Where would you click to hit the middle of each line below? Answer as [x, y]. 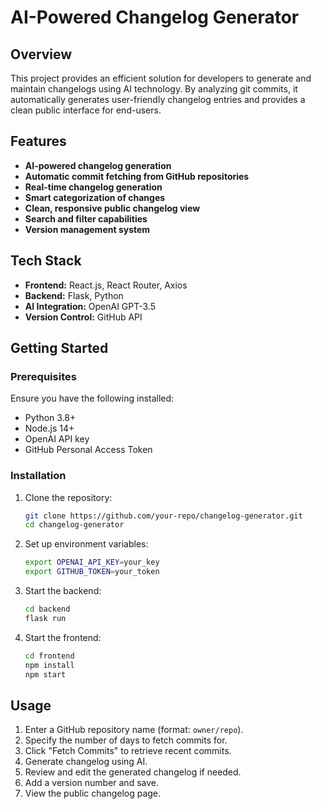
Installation [38, 476]
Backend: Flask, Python [74, 295]
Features [38, 141]
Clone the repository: [68, 497]
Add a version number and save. [91, 783]
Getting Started [59, 348]
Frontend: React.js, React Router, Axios [106, 285]
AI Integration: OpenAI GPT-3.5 [90, 306]
